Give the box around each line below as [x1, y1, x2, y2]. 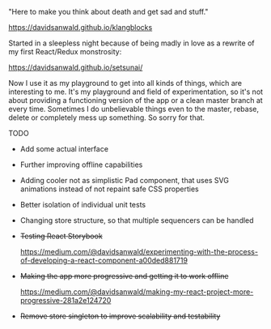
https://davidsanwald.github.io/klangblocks [8, 23, 153, 32]
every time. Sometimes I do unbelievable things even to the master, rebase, [8, 105, 259, 113]
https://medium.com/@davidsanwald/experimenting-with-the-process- [19, 247, 259, 256]
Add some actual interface [19, 144, 109, 153]
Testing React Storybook [19, 231, 103, 241]
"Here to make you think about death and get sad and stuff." [8, 7, 209, 16]
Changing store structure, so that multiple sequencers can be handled [19, 216, 254, 225]
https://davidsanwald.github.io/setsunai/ [8, 62, 143, 72]
